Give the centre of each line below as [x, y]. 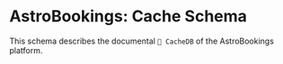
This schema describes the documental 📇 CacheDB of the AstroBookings [141, 41]
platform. [26, 50]
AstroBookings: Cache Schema [128, 16]
